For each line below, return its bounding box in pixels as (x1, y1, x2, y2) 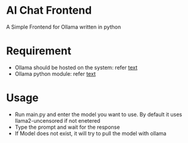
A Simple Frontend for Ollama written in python (6, 23, 121, 30)
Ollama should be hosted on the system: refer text (14, 64, 138, 71)
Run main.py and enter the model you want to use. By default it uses (14, 111, 183, 118)
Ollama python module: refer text (14, 70, 96, 77)
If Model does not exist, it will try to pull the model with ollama (14, 129, 167, 137)
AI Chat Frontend (6, 4, 92, 17)
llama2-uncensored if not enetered (14, 117, 101, 124)
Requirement (6, 44, 71, 58)
